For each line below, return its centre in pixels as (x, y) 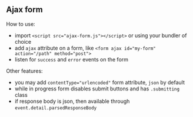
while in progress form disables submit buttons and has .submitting (97, 89)
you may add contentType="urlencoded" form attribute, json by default (100, 82)
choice (23, 41)
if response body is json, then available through (72, 101)
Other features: (24, 71)
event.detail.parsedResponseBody (56, 108)
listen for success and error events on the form (71, 59)
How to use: (21, 24)
